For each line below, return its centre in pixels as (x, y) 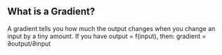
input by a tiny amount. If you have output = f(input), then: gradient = (107, 36)
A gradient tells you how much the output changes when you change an (111, 28)
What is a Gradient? (51, 12)
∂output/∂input (29, 43)
